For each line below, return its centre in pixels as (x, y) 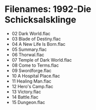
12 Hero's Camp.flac (32, 86)
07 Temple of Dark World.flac (42, 60)
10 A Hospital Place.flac (36, 76)
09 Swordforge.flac (31, 70)
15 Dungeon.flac (28, 102)
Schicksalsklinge (40, 20)
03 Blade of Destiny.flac (36, 39)
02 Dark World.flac (31, 33)
